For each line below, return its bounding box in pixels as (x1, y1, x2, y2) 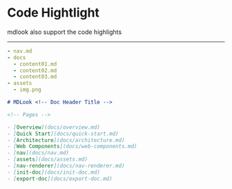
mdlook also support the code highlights (7, 28, 122, 36)
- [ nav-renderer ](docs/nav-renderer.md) (7, 163, 126, 170)
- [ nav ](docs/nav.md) (7, 150, 70, 156)
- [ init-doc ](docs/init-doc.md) (7, 168, 100, 176)
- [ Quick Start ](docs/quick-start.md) (7, 130, 119, 137)
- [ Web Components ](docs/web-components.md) (7, 143, 137, 150)
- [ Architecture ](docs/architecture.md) (7, 136, 126, 143)
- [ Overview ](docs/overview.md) (7, 123, 100, 131)
